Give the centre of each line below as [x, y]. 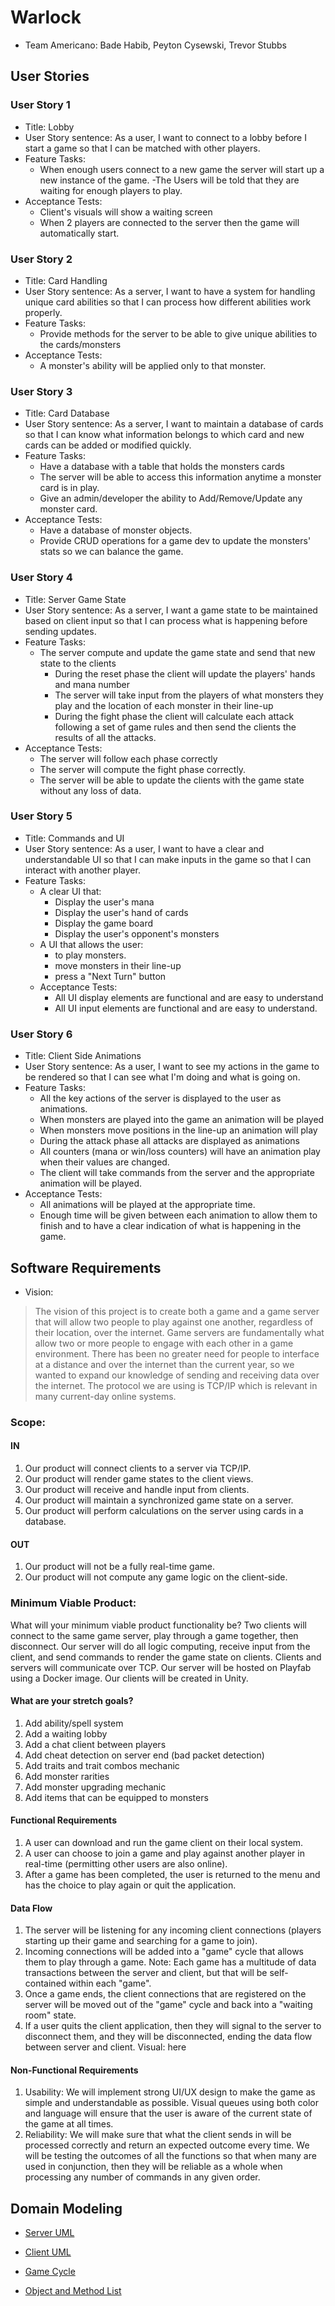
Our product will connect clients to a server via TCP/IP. [138, 1468]
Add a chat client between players [95, 1744]
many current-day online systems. [105, 1396]
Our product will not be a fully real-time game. [119, 1567]
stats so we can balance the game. [111, 552]
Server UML [49, 2233]
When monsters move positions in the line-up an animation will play [178, 1130]
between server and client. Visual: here [105, 2047]
